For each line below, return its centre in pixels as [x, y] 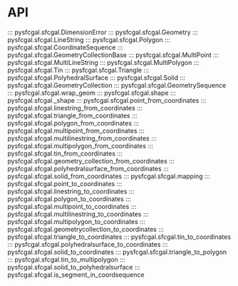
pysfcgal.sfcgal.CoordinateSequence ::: [65, 47]
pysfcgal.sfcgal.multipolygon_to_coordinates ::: [77, 221]
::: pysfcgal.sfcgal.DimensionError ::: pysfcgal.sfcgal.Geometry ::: [103, 32]
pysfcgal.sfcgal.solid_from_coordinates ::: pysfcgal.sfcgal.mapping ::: [109, 176]
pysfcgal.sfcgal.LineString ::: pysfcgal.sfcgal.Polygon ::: [89, 39]
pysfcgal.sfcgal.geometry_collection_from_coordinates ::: [91, 160]
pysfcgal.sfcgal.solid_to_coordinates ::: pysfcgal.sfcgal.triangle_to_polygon [117, 252]
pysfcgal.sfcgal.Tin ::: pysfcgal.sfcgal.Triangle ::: [78, 70]
